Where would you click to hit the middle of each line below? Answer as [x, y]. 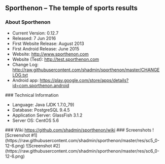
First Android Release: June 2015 [46, 48]
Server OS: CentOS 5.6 [35, 120]
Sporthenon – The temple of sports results [71, 8]
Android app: [25, 80]
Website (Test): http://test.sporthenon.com [56, 59]
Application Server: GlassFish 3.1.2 [47, 115]
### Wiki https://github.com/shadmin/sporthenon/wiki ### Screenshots [78, 130]
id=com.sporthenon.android [41, 85]
